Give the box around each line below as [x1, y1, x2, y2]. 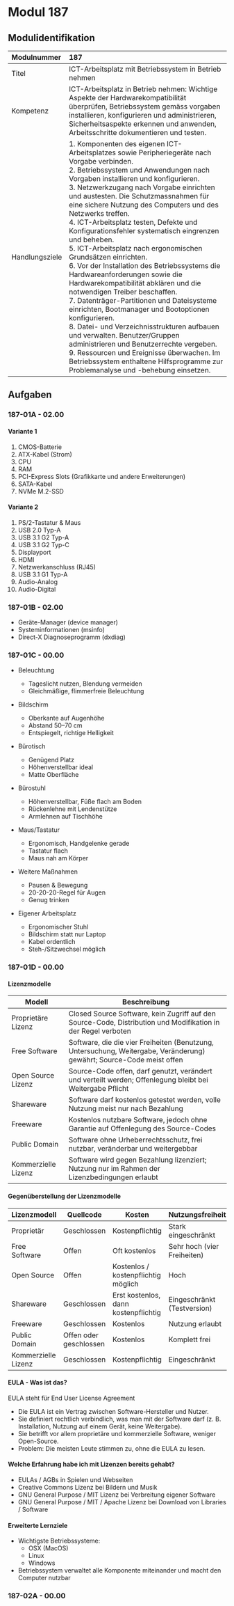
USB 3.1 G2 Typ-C [17, 540, 70, 549]
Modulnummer [11, 53, 62, 62]
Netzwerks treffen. [69, 209, 130, 218]
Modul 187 [8, 4, 69, 20]
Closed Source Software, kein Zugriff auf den [68, 1009, 216, 1018]
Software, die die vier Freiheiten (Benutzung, [68, 1038, 215, 1048]
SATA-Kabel [17, 480, 53, 488]
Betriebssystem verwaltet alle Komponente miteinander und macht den [17, 1566, 222, 1575]
